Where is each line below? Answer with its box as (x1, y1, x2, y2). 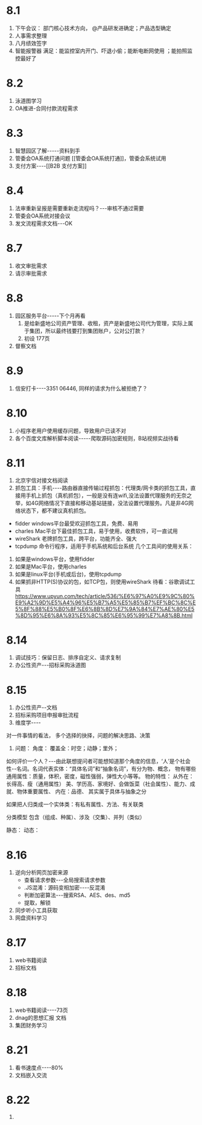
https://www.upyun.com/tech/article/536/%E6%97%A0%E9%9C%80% (14, 593, 195, 600)
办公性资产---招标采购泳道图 (14, 661, 86, 669)
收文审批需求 (14, 262, 47, 269)
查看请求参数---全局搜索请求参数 (24, 876, 106, 884)
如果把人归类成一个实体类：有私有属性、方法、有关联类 (6, 800, 144, 808)
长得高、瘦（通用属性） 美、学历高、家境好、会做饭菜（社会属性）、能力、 (6, 780, 190, 788)
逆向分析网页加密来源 (14, 869, 68, 876)
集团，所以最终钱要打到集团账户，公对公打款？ (29, 327, 146, 334)
